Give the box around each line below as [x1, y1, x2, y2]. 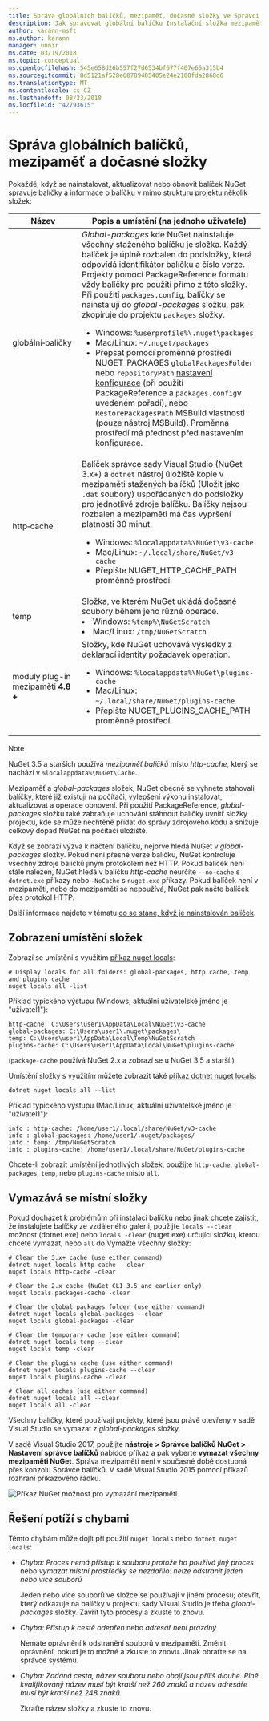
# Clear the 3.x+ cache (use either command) [8, 1253, 163, 1261]
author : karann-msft [8, 26, 78, 34]
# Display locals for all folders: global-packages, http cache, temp [8, 968, 249, 976]
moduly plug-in [12, 671, 71, 682]
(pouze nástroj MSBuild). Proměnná [94, 418, 230, 429]
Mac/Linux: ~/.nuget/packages [94, 338, 210, 349]
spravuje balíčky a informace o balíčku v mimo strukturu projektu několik [8, 188, 248, 197]
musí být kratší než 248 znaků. [19, 1687, 122, 1697]
